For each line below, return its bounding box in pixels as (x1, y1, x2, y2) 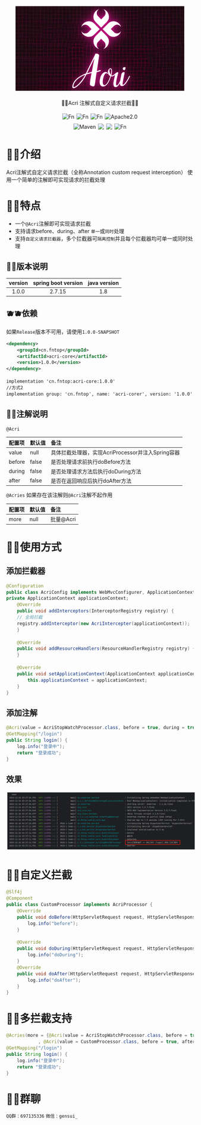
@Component (6, 895, 33, 901)
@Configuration (6, 582, 44, 589)
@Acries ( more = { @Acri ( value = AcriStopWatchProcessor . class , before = (6, 1033, 187, 1039)
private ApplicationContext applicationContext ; (6, 596, 129, 602)
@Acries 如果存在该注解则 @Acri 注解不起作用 (6, 491, 113, 498)
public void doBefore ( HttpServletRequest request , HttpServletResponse (17, 914, 198, 920)
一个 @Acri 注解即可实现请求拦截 (14, 220, 91, 227)
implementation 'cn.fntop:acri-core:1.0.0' (6, 379, 116, 385)
